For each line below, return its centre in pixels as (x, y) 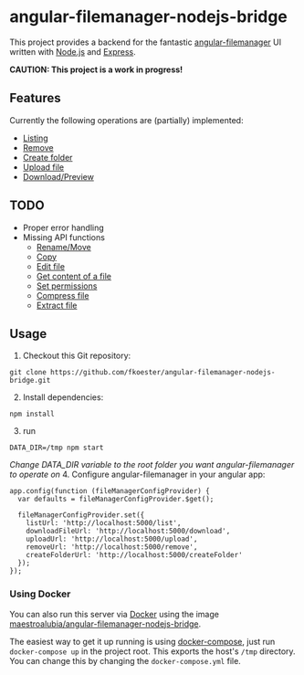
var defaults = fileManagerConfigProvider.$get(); (116, 500)
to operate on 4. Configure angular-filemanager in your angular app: (137, 475)
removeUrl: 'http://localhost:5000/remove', (112, 547)
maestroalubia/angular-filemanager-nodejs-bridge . (105, 624)
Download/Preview (58, 176)
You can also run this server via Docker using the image (114, 614)
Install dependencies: (63, 397)
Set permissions (67, 286)
